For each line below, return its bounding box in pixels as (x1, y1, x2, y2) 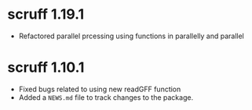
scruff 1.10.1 (7, 59, 85, 76)
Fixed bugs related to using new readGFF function (18, 84, 181, 94)
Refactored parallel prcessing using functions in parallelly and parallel (18, 31, 244, 41)
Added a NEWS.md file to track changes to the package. (18, 92, 194, 102)
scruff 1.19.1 (7, 5, 84, 23)
